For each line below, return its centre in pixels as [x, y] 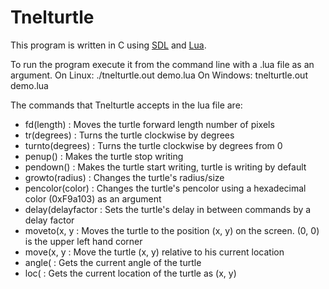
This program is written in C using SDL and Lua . [108, 45]
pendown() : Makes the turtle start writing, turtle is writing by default [165, 167]
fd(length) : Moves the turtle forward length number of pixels [149, 124]
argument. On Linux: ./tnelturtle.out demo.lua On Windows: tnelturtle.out [159, 75]
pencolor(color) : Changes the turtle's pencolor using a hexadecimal [165, 188]
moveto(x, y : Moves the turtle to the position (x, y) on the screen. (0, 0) [172, 230]
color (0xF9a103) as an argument [93, 198]
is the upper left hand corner [83, 241]
